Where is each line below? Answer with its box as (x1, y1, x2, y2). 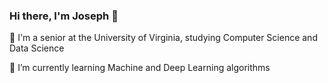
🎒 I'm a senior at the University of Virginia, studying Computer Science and (9, 32, 318, 44)
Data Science (9, 42, 65, 54)
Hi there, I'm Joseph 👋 (9, 9, 119, 23)
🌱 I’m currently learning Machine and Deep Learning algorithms (9, 62, 271, 74)
